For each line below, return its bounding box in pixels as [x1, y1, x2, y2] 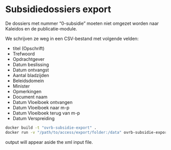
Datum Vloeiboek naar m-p [12, 104, 70, 110]
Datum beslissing [12, 61, 49, 67]
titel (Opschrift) [12, 45, 45, 51]
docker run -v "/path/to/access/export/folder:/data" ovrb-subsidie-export [5, 130, 169, 135]
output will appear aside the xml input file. [5, 139, 93, 145]
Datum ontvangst [12, 67, 49, 73]
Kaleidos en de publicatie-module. [5, 25, 77, 31]
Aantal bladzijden [12, 72, 49, 78]
